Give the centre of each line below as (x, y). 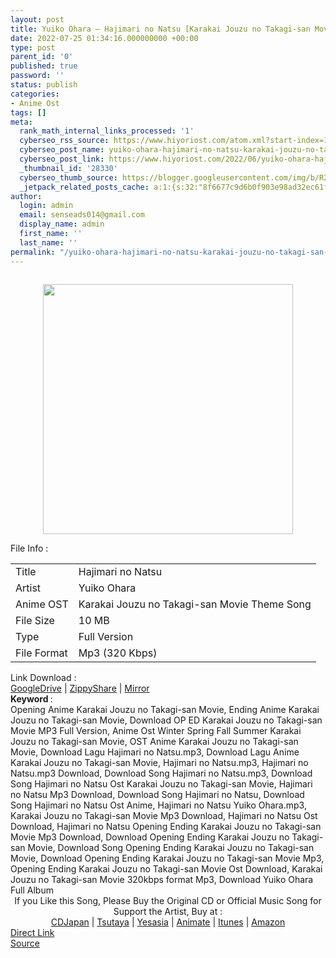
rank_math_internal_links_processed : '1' (107, 131)
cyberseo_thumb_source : (68, 177)
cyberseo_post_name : (62, 150)
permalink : (33, 252)
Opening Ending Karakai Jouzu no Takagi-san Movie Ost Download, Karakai (166, 868)
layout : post (37, 19)
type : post (33, 47)
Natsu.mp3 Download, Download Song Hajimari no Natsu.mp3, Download (161, 773)
